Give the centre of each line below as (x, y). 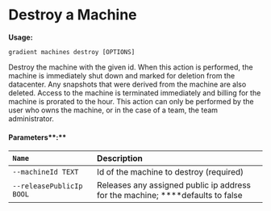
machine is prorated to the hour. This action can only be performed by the (131, 101)
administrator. (31, 118)
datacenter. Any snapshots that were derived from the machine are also (127, 84)
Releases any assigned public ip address (174, 185)
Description (120, 158)
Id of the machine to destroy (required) (170, 172)
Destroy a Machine (73, 15)
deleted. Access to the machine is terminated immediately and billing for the (135, 93)
